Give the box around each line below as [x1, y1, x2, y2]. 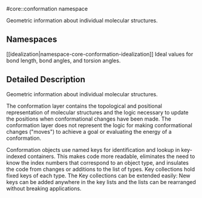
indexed [6, 153, 27, 160]
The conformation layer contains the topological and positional [6, 102, 162, 110]
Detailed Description [6, 74, 86, 85]
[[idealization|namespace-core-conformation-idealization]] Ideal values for [6, 50, 194, 58]
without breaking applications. [6, 185, 82, 192]
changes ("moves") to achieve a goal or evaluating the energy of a [6, 128, 172, 135]
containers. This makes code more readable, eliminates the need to [27, 153, 195, 160]
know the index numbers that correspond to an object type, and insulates [6, 159, 189, 166]
